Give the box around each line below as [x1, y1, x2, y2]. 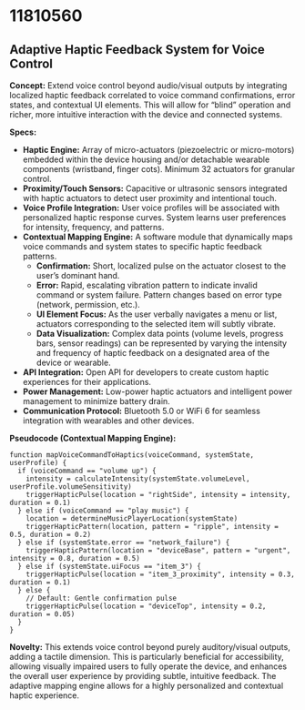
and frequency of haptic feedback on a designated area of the [36, 348, 270, 358]
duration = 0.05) [9, 610, 76, 619]
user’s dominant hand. [36, 270, 120, 280]
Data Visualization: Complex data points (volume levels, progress [36, 329, 284, 339]
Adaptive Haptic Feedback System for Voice [9, 42, 266, 57]
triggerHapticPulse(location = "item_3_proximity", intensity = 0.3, [25, 570, 296, 579]
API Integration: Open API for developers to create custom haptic [22, 367, 269, 378]
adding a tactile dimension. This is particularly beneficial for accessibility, [9, 652, 284, 662]
